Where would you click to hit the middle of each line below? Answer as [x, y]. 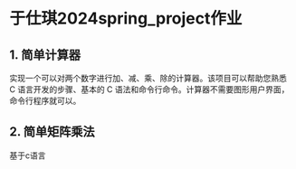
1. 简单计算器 [45, 55]
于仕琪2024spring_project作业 [126, 19]
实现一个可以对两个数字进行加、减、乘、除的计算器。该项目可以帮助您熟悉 [148, 78]
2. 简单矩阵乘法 [52, 132]
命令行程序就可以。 [45, 101]
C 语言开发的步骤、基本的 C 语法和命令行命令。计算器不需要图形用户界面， [149, 89]
